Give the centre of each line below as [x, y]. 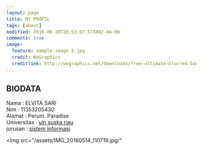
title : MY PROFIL [28, 19]
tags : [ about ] [24, 25]
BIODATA [24, 89]
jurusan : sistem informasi [38, 129]
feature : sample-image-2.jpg [48, 51]
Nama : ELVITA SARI [31, 103]
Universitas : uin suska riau [40, 122]
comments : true [25, 38]
